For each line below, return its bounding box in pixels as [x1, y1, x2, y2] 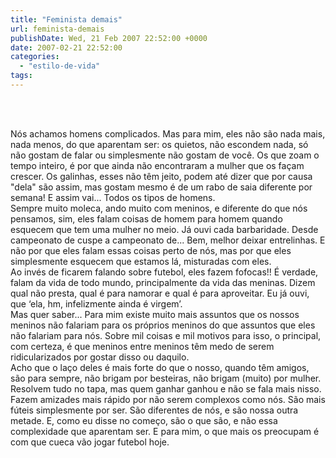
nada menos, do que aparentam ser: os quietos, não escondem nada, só [10, 138, 309, 150]
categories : [10, 52, 60, 62]
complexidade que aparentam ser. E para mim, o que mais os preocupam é [10, 425, 320, 437]
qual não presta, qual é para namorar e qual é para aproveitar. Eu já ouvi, [10, 287, 310, 299]
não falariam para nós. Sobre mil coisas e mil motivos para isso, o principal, [10, 329, 322, 341]
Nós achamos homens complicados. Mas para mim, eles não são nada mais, [10, 127, 326, 140]
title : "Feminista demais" [10, 14, 123, 25]
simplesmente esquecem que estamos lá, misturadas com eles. [10, 255, 272, 267]
